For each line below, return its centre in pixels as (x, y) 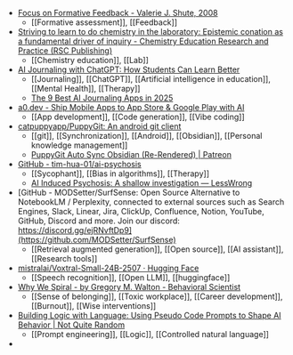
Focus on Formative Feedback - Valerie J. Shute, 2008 (118, 13)
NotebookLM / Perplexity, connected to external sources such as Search (151, 202)
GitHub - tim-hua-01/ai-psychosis (79, 164)
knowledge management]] (79, 145)
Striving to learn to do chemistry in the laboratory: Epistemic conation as (150, 32)
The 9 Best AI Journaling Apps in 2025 (102, 98)
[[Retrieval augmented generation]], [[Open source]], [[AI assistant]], (157, 249)
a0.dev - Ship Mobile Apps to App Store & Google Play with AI (131, 107)
